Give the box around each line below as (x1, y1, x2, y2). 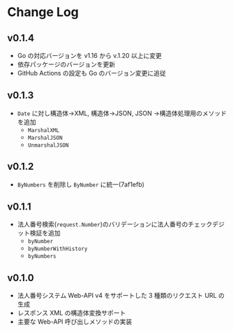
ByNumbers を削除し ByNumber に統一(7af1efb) (17, 180, 145, 189)
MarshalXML (27, 127, 60, 133)
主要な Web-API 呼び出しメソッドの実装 (17, 317, 133, 326)
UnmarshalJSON (27, 141, 69, 149)
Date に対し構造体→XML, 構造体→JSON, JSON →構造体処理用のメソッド (17, 109, 227, 117)
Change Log (7, 4, 79, 20)
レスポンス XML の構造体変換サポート (17, 309, 126, 317)
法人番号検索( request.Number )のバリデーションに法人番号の (17, 220, 188, 229)
